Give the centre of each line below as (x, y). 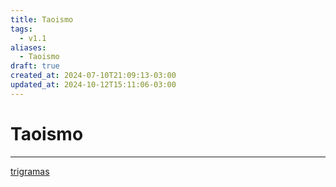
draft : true (35, 66)
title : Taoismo (42, 19)
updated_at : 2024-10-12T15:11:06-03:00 (93, 85)
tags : (21, 29)
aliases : (28, 47)
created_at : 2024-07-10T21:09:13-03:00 (93, 76)
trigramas (30, 171)
